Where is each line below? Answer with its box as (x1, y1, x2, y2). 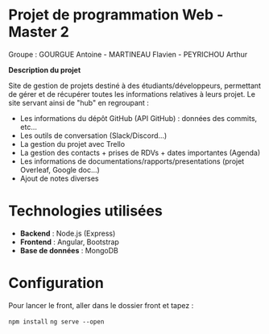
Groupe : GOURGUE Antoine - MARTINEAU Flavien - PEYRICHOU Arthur (8, 49, 248, 59)
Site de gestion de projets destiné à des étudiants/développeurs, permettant (8, 81, 262, 90)
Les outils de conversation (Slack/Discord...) (19, 131, 168, 140)
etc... (19, 122, 38, 132)
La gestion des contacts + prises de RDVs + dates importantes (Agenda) (19, 148, 261, 157)
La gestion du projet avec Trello (19, 139, 126, 148)
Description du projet (8, 65, 81, 74)
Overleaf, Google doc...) (19, 165, 101, 174)
